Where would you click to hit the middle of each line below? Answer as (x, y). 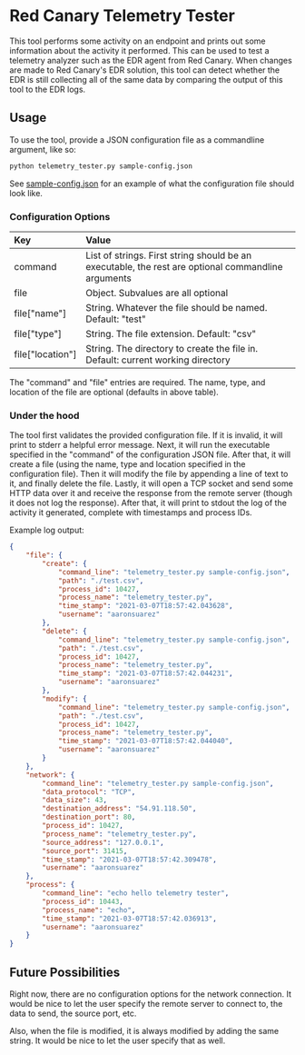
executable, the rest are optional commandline (184, 266)
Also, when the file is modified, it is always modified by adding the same (144, 1031)
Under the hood (44, 415)
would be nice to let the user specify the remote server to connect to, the (146, 1004)
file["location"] (45, 353)
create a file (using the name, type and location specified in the (128, 464)
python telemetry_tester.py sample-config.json (101, 166)
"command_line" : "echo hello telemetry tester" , (136, 893)
